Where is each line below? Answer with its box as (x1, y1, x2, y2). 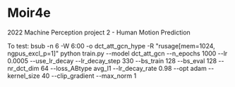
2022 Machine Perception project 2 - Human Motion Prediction (7, 28, 191, 36)
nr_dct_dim (7, 64, 40, 72)
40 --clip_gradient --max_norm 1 (41, 72, 137, 80)
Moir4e (7, 5, 51, 21)
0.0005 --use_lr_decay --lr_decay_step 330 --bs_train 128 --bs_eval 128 (7, 56, 217, 65)
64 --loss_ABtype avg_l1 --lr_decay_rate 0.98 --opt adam (40, 64, 207, 72)
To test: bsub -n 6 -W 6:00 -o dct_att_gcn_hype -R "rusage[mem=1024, (7, 41, 215, 50)
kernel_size (7, 72, 40, 80)
